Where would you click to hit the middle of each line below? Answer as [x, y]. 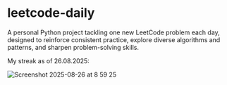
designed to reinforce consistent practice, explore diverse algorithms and [114, 39]
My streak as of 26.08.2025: [48, 60]
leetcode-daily [51, 13]
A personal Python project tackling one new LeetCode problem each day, [114, 32]
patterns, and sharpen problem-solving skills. [73, 47]
